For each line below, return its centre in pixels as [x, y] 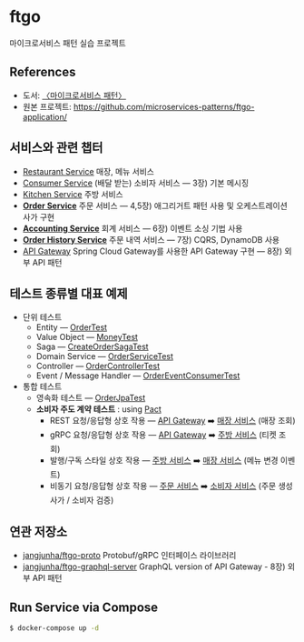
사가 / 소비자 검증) [82, 500]
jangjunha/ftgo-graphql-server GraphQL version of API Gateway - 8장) [154, 567]
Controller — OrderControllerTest [98, 366]
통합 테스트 [42, 386]
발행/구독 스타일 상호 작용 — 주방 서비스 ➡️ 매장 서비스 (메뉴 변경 [164, 460]
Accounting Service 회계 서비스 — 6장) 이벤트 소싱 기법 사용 [132, 228]
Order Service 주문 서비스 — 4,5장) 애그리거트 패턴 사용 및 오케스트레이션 [155, 206]
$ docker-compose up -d [54, 628]
